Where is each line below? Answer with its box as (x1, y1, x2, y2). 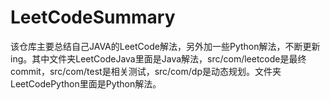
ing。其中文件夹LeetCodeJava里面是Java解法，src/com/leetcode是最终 (10, 52, 307, 65)
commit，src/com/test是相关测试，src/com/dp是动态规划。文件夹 (10, 65, 282, 77)
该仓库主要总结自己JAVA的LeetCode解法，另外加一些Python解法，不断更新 (10, 40, 321, 52)
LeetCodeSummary (10, 6, 176, 29)
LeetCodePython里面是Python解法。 (10, 77, 162, 90)
